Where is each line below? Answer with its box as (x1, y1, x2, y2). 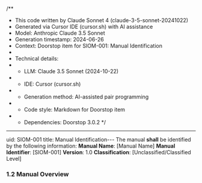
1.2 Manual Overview (6, 170, 69, 178)
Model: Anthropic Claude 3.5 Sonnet (14, 29, 105, 37)
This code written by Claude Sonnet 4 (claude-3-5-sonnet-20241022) (14, 17, 188, 23)
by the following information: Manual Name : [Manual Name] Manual (6, 142, 176, 149)
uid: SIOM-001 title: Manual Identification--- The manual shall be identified (6, 136, 191, 143)
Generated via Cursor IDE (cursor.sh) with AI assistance (14, 23, 153, 30)
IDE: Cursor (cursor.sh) (23, 80, 81, 88)
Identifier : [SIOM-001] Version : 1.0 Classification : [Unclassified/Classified (6, 149, 191, 155)
